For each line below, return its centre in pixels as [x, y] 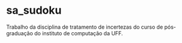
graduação [20, 33]
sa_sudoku [34, 10]
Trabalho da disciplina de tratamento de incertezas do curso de [85, 27]
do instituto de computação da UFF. [78, 33]
